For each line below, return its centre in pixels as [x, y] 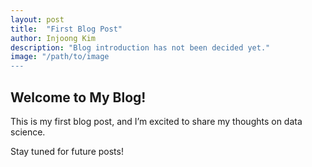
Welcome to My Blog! [78, 97]
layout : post [37, 19]
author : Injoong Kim [53, 38]
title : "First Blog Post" [66, 29]
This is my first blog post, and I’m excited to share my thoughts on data [156, 121]
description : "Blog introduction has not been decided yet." [140, 47]
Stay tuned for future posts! [67, 151]
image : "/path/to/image [60, 57]
